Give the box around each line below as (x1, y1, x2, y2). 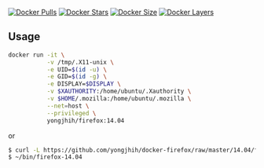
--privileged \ (46, 109, 97, 117)
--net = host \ (46, 102, 90, 110)
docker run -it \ (8, 51, 65, 59)
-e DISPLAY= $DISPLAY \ (46, 80, 122, 88)
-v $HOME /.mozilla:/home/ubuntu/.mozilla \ (46, 95, 192, 103)
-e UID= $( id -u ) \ (46, 65, 108, 74)
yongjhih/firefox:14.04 (46, 116, 125, 125)
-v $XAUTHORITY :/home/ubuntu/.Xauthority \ (46, 87, 192, 96)
